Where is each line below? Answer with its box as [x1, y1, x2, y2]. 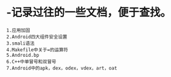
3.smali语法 [6, 40, 35, 46]
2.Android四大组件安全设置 [6, 34, 68, 40]
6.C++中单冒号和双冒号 [6, 59, 57, 65]
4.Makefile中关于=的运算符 [6, 46, 68, 53]
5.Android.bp [6, 52, 40, 58]
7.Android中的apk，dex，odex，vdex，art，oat [6, 65, 117, 71]
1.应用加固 [6, 27, 30, 34]
